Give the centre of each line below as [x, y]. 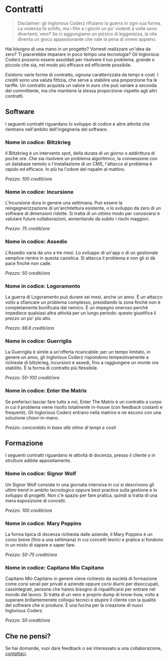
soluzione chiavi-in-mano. [32, 417]
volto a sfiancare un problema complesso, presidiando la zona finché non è [83, 302]
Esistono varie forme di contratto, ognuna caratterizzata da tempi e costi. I [82, 74]
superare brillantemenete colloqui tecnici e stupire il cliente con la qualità [81, 600]
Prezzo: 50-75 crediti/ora [31, 555]
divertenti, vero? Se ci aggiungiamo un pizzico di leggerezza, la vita [87, 34]
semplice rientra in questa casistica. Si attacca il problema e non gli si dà [80, 258]
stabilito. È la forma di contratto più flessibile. [52, 368]
